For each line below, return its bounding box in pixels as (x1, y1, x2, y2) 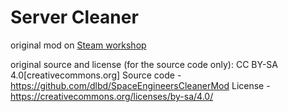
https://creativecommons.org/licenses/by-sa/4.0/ (10, 90, 214, 102)
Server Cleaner (10, 6, 139, 29)
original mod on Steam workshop (10, 39, 147, 51)
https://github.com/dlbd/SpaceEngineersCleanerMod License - (10, 79, 271, 91)
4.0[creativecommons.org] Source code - (10, 69, 182, 81)
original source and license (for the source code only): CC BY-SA (10, 58, 278, 70)
